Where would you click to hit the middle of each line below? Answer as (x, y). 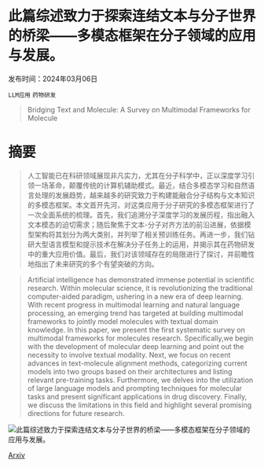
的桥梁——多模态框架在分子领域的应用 (132, 36)
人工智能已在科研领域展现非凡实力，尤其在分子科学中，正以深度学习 (137, 175)
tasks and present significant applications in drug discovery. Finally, (137, 396)
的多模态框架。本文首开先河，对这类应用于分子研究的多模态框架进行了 (141, 204)
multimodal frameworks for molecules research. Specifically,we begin (140, 338)
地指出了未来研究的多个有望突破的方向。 (93, 263)
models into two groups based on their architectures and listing (130, 371)
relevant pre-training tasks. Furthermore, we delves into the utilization (140, 380)
